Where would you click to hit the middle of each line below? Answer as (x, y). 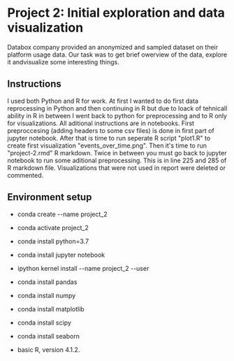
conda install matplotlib (51, 309)
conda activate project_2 (53, 227)
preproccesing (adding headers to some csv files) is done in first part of (111, 130)
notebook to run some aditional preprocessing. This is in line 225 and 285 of (117, 160)
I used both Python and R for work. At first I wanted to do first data (103, 101)
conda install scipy (44, 323)
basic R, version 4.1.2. (49, 349)
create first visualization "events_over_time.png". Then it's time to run (107, 146)
